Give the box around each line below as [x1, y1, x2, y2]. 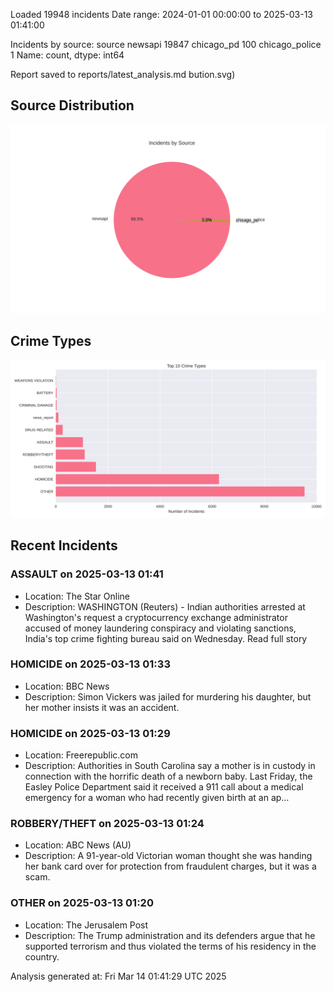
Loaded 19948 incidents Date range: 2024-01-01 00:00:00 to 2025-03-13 [10, 9, 313, 20]
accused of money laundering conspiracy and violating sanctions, [24, 622, 297, 634]
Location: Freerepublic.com [24, 749, 139, 761]
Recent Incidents [10, 537, 118, 554]
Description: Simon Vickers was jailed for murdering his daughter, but [24, 690, 312, 703]
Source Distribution [10, 97, 135, 114]
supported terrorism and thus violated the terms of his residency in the [24, 940, 317, 952]
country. [24, 950, 60, 963]
